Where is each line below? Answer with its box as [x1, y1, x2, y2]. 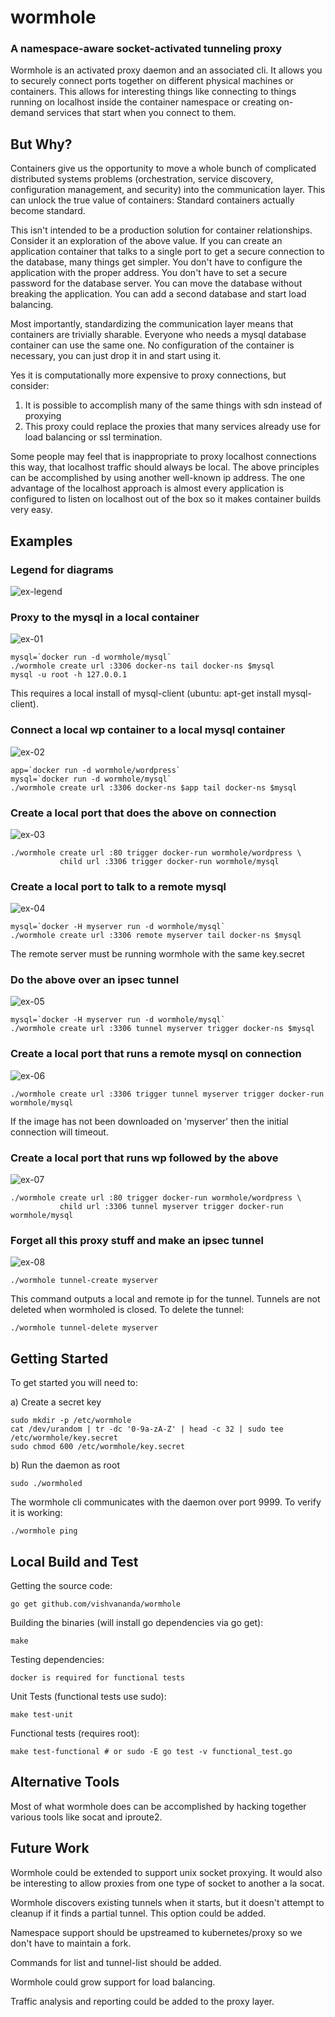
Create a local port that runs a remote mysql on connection [10, 1047, 302, 1061]
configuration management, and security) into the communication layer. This [10, 184, 326, 196]
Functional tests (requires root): [10, 1727, 140, 1739]
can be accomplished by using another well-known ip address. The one [10, 472, 306, 484]
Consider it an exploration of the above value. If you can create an [10, 235, 283, 247]
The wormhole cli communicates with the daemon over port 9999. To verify [10, 1496, 322, 1508]
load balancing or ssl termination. [24, 431, 163, 443]
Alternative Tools [10, 1774, 120, 1791]
